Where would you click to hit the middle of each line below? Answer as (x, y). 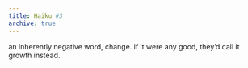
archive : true (32, 23)
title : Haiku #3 (36, 16)
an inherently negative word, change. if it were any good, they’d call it (124, 46)
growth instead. (34, 55)
